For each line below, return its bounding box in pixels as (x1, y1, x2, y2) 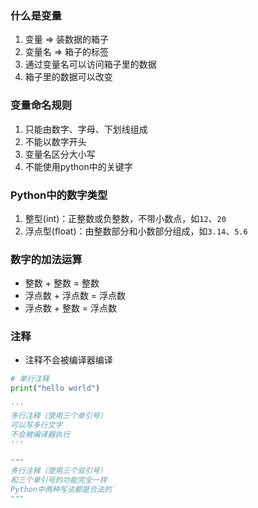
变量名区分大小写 (24, 148, 96, 160)
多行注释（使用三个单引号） (10, 411, 108, 421)
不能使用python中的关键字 (24, 160, 133, 172)
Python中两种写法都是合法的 (10, 485, 112, 495)
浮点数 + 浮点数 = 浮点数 (24, 290, 127, 302)
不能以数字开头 (24, 135, 87, 147)
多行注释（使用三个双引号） (10, 466, 108, 476)
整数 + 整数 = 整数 (24, 277, 100, 289)
